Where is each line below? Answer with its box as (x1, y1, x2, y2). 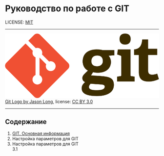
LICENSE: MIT (5, 19, 33, 25)
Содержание (5, 117, 47, 126)
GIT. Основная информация (12, 130, 70, 136)
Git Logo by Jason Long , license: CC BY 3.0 (5, 99, 93, 104)
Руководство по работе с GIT (5, 3, 130, 14)
